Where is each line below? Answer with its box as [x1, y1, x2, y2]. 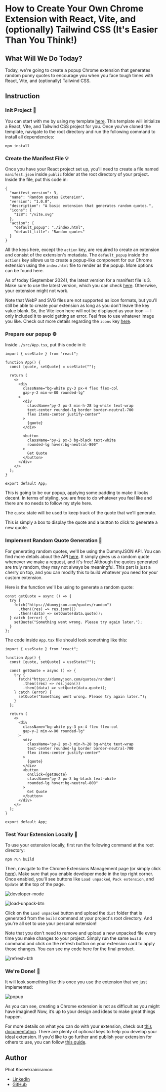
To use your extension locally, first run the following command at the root [5, 842, 154, 848]
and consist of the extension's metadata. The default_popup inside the [5, 252, 148, 257]
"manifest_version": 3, [9, 190, 58, 195]
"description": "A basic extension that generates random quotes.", [9, 203, 154, 208]
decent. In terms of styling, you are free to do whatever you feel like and [5, 495, 152, 501]
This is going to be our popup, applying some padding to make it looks [5, 490, 149, 496]
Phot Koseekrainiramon [5, 1066, 53, 1072]
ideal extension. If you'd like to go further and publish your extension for [5, 1034, 152, 1040]
